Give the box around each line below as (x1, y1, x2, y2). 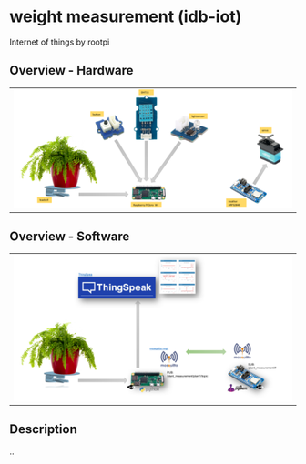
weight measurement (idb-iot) (9, 6, 242, 27)
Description (9, 421, 77, 438)
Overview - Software (9, 228, 130, 244)
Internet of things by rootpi (9, 36, 110, 47)
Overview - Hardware (9, 63, 134, 78)
